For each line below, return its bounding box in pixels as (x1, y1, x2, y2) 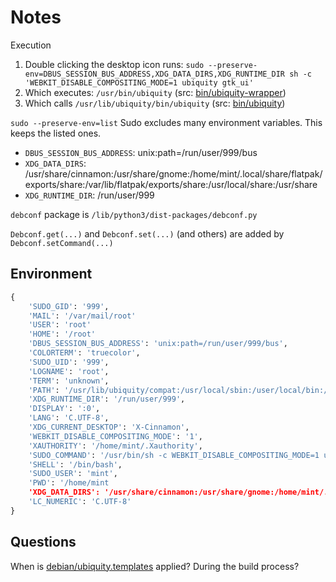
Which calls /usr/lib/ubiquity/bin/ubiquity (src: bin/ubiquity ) (24, 97, 286, 109)
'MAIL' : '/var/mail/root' (28, 311, 137, 321)
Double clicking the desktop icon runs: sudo (24, 58, 205, 70)
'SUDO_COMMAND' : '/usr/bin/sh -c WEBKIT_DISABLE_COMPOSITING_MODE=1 (28, 450, 320, 460)
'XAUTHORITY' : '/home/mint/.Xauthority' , (28, 441, 203, 451)
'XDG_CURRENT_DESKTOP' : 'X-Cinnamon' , (28, 422, 190, 432)
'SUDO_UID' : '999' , (28, 357, 110, 367)
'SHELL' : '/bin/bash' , (28, 459, 123, 470)
